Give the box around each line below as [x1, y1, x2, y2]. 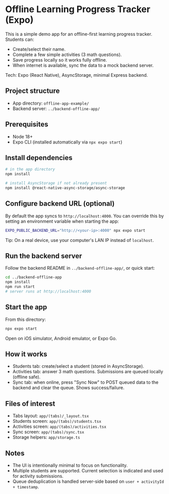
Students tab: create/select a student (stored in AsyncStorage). [12, 363, 145, 369]
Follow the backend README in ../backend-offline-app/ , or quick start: [5, 265, 155, 271]
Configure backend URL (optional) [5, 200, 115, 208]
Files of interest [5, 399, 55, 408]
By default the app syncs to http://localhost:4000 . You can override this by [5, 213, 164, 219]
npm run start [5, 284, 35, 289]
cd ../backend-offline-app [5, 275, 62, 280]
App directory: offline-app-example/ [12, 100, 89, 106]
